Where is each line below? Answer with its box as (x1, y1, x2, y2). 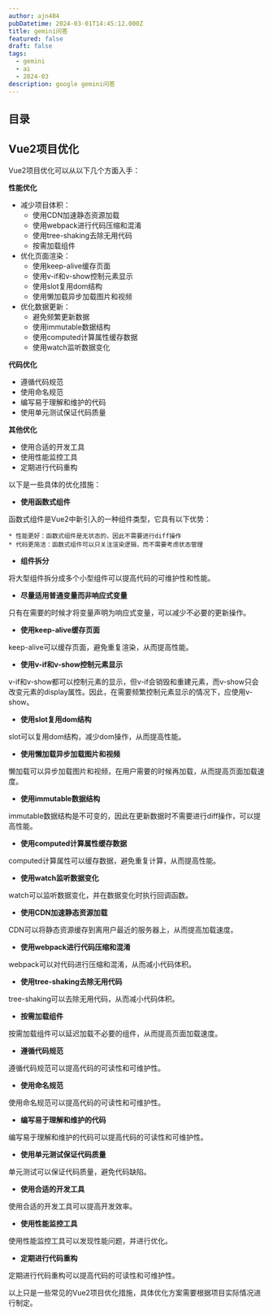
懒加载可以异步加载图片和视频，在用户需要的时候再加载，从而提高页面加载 (8, 766, 258, 776)
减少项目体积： (19, 200, 71, 210)
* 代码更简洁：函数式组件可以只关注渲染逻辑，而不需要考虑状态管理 (8, 540, 203, 549)
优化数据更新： (19, 302, 71, 311)
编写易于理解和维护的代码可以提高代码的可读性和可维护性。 (8, 1132, 208, 1142)
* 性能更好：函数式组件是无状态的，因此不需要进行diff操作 (8, 532, 182, 540)
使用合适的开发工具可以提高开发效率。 (8, 1201, 136, 1211)
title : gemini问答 (8, 27, 68, 35)
